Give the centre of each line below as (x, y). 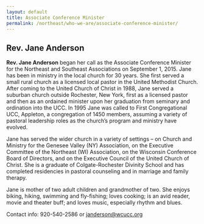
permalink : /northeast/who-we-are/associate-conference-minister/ (92, 23)
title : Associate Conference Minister (55, 18)
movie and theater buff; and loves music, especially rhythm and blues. (94, 203)
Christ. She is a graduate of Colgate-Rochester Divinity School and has (95, 165)
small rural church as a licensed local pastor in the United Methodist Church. (102, 82)
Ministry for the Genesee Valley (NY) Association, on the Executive (90, 145)
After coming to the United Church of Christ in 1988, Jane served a (90, 88)
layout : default (27, 12)
